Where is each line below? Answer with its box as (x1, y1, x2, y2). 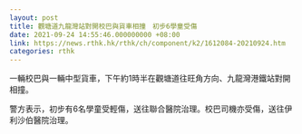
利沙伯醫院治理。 (9, 115, 73, 126)
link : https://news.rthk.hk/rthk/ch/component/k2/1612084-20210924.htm (9, 38, 286, 48)
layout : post (9, 13, 59, 23)
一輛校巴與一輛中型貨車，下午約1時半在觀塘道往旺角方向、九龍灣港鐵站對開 (9, 73, 291, 84)
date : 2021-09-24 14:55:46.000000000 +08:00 (9, 30, 180, 39)
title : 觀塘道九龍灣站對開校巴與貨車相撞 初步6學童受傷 (9, 22, 198, 31)
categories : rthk (9, 47, 75, 56)
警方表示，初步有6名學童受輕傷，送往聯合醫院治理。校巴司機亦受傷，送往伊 (9, 103, 293, 114)
